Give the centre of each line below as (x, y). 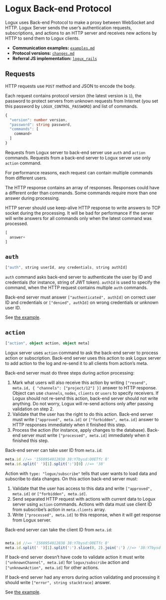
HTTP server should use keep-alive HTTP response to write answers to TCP (83, 208)
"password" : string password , (41, 125)
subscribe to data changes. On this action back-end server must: (71, 479)
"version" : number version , (39, 120)
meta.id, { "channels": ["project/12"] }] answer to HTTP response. (84, 387)
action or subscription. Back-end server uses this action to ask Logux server (83, 358)
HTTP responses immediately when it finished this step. (69, 425)
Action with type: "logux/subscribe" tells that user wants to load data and (81, 473)
